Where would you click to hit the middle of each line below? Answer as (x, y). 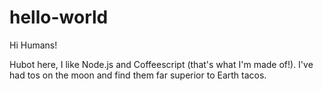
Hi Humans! (33, 45)
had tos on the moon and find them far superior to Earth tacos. (138, 75)
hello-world (59, 17)
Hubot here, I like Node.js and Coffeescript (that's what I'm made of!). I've (161, 64)
